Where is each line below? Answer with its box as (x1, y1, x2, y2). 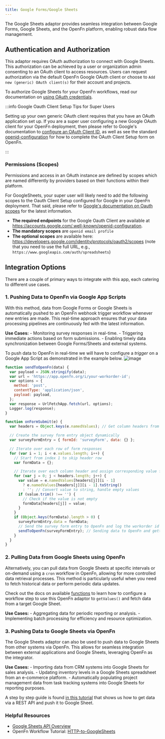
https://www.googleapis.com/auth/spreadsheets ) (12, 249, 111, 255)
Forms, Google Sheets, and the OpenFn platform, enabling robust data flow (5, 26, 157, 32)
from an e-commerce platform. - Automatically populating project (5, 675, 137, 680)
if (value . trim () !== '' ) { (18, 492, 76, 497)
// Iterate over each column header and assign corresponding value (14, 469, 157, 474)
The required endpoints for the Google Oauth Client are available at (12, 217, 150, 223)
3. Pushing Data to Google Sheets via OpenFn (5, 628, 115, 635)
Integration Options (5, 263, 66, 272)
